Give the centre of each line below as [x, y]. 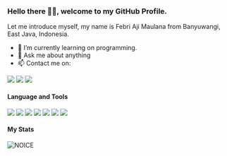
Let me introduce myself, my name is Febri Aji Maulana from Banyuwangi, [114, 27]
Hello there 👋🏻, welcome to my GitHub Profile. [87, 11]
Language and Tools [38, 96]
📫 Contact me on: [44, 64]
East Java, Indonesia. [38, 34]
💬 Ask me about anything [54, 55]
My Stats [21, 129]
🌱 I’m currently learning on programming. [77, 48]
